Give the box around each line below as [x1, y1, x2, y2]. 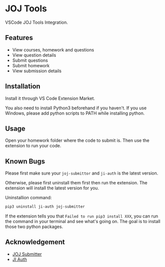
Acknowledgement [5, 238, 65, 246]
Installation [5, 82, 41, 90]
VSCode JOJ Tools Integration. [5, 19, 68, 25]
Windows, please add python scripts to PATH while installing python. [5, 110, 145, 116]
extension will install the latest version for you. [5, 185, 99, 191]
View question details [12, 52, 56, 58]
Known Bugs [5, 157, 45, 166]
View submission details [12, 68, 62, 74]
